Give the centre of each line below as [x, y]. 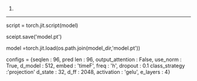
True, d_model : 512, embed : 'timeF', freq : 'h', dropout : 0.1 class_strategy [96, 66]
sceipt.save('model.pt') [34, 37]
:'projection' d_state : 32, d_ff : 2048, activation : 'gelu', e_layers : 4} [88, 72]
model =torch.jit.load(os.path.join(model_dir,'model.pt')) [73, 48]
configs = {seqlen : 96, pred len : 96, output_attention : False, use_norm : [94, 59]
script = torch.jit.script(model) [42, 25]
